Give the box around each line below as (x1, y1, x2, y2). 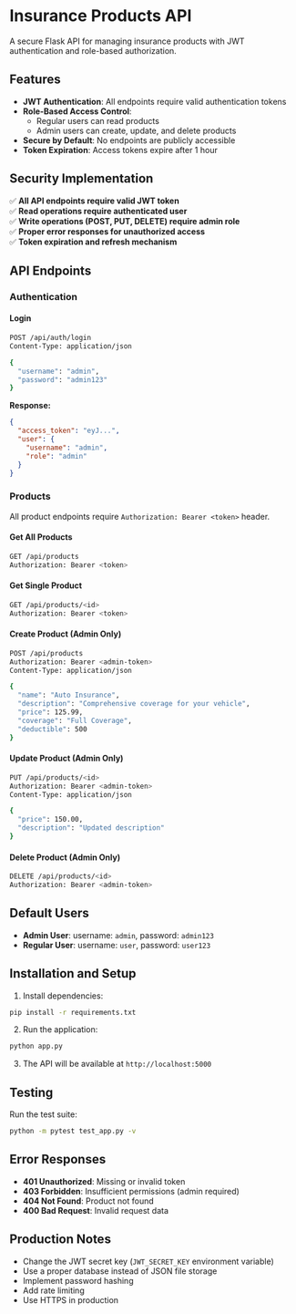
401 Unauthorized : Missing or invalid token (22, 1175, 186, 1186)
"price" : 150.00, (17, 815, 84, 824)
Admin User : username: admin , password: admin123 (22, 929, 214, 940)
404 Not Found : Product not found (22, 1195, 155, 1206)
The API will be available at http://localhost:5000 (22, 1059, 212, 1070)
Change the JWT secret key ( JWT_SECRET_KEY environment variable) (22, 1256, 275, 1267)
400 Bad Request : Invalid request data (22, 1205, 169, 1216)
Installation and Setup (9, 966, 137, 981)
